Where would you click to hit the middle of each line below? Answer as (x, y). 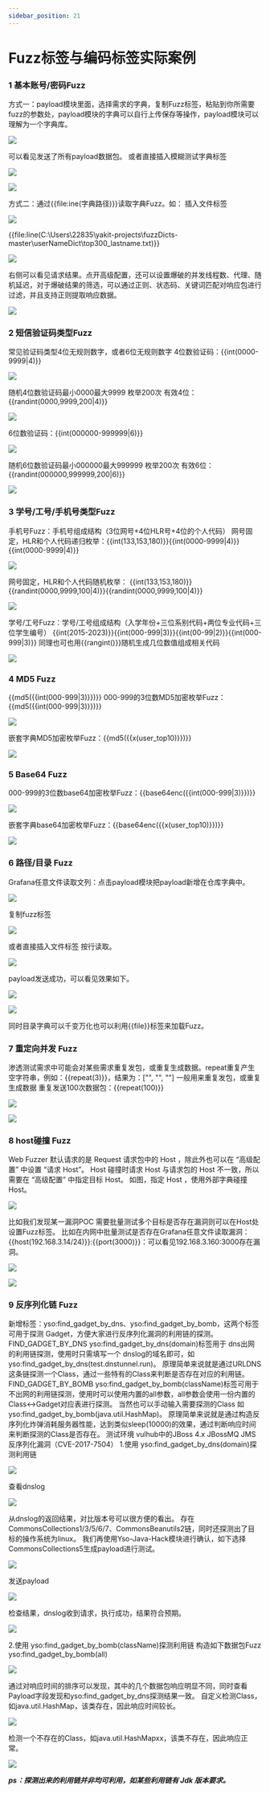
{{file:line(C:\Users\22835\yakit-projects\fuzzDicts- (93, 235)
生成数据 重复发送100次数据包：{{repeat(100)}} (86, 1087)
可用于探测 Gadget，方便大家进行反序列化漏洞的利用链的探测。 (113, 1334)
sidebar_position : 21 (45, 16)
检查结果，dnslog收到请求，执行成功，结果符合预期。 (97, 1613)
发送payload (29, 1581)
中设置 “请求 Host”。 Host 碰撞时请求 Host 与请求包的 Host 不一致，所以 (140, 1169)
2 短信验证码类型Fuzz (50, 333)
